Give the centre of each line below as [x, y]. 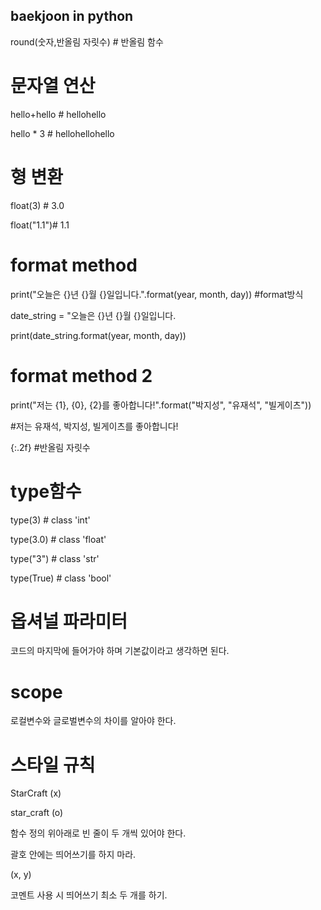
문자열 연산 [53, 86]
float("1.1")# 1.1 [40, 225]
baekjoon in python [72, 16]
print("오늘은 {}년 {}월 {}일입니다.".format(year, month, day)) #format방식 [157, 294]
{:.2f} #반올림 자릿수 [50, 447]
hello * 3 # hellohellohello [62, 133]
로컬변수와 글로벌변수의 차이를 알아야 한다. [93, 721]
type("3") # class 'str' [55, 558]
